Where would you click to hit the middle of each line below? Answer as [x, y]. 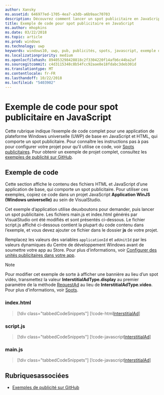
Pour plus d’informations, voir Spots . [42, 290]
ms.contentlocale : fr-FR [30, 74]
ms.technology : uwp [25, 46]
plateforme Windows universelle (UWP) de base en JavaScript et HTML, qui [81, 136]
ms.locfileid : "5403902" [30, 82]
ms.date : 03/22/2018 [26, 32]
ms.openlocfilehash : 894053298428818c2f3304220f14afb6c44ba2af [71, 60]
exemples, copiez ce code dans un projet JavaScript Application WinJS [78, 195]
